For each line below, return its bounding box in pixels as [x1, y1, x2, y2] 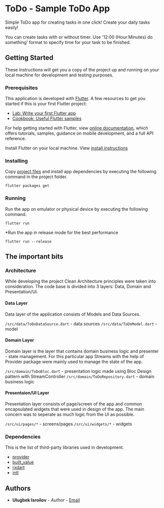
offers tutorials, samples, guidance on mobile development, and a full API [5, 130, 154, 136]
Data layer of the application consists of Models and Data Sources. [5, 311, 141, 317]
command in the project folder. [5, 174, 67, 180]
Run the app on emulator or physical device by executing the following [5, 206, 148, 212]
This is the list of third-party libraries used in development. [5, 444, 124, 450]
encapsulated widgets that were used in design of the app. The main [5, 406, 144, 412]
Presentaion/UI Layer [5, 390, 50, 396]
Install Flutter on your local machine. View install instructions [5, 145, 128, 151]
